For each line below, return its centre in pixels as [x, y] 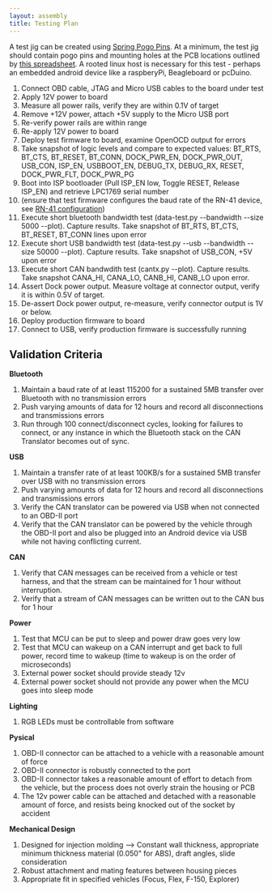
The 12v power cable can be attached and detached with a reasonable [138, 796]
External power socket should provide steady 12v [103, 673]
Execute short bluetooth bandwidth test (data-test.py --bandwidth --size [142, 217]
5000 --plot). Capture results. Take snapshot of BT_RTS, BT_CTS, [130, 226]
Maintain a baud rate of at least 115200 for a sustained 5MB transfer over [142, 390]
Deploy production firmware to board [83, 320]
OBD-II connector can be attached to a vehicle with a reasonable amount [142, 753]
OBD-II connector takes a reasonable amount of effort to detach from [136, 779]
